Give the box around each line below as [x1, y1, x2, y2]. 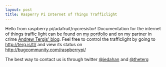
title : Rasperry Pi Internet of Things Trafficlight [5, 12, 117, 17]
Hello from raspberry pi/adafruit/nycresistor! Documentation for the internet [5, 25, 161, 31]
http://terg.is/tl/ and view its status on [5, 41, 82, 47]
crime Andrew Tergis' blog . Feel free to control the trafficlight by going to [5, 36, 156, 42]
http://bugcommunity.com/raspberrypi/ [5, 47, 86, 53]
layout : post [5, 7, 32, 12]
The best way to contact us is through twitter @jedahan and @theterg [5, 56, 149, 62]
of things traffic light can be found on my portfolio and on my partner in [5, 31, 152, 37]
